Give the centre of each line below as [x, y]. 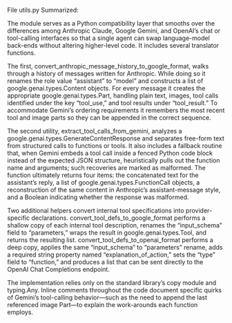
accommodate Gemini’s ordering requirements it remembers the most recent [116, 110]
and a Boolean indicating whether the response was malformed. [98, 197]
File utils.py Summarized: [43, 10]
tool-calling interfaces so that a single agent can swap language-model [109, 38]
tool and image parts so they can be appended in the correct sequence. [109, 118]
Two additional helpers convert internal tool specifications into [96, 211]
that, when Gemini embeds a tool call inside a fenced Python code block [110, 153]
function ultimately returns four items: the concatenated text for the [103, 175]
